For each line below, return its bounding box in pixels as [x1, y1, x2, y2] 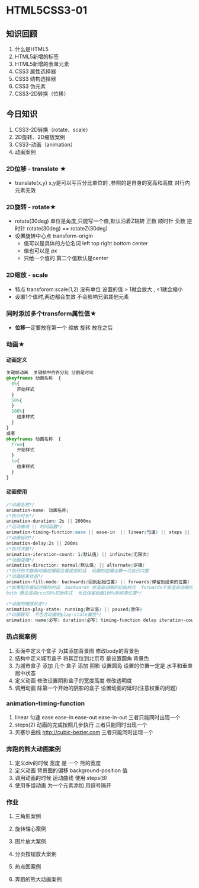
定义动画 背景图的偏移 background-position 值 [14, 767, 128, 774]
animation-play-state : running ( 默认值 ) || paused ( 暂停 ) [6, 606, 143, 612]
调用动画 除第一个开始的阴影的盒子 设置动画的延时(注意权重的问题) [14, 684, 178, 691]
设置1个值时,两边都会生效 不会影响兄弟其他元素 [14, 293, 129, 300]
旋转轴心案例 [14, 825, 46, 832]
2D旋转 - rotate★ [6, 203, 56, 211]
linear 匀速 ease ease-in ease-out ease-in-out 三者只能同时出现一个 [14, 713, 181, 720]
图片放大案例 [14, 838, 46, 845]
